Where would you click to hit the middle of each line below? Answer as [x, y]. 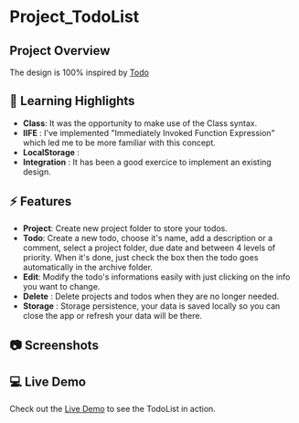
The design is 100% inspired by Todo [79, 72]
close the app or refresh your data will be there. [112, 315]
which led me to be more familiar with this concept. [119, 143]
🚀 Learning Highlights [72, 101]
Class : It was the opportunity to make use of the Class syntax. [140, 123]
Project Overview [60, 51]
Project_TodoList [75, 17]
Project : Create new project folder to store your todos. [125, 228]
